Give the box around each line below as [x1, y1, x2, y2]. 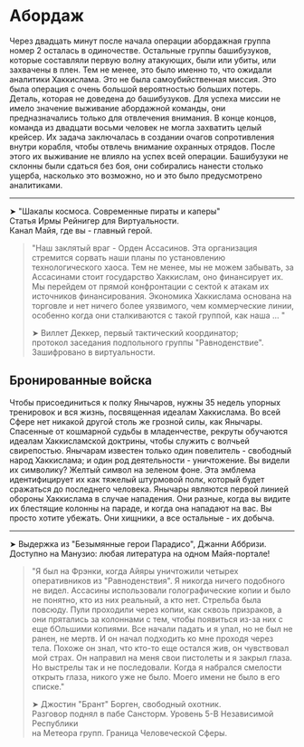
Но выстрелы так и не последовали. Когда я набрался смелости [31, 662, 282, 673]
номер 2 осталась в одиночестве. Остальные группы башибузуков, [9, 44, 271, 55]
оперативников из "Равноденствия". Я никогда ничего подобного [31, 575, 285, 586]
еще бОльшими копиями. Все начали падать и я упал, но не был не [31, 623, 293, 634]
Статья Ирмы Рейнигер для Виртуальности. [9, 215, 179, 226]
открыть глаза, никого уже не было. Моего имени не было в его [31, 671, 280, 682]
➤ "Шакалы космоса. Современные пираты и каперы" [9, 206, 221, 216]
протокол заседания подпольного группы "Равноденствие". [31, 337, 264, 348]
